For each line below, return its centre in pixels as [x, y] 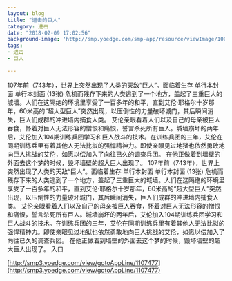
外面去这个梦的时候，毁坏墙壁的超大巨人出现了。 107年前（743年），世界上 [113, 162]
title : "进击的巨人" [34, 20]
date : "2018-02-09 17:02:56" [49, 33]
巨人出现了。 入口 [38, 249]
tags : [15, 46]
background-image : [33, 39]
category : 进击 [28, 26]
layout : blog [26, 13]
